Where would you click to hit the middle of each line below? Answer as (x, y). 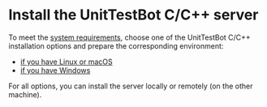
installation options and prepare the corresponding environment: (116, 45)
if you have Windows (55, 70)
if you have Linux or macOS (66, 62)
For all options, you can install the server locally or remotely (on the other (131, 86)
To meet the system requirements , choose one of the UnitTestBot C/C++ (130, 37)
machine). (25, 94)
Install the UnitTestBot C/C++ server (133, 15)
